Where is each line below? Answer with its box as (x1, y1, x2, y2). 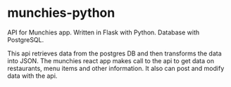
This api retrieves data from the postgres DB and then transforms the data (7, 49, 222, 58)
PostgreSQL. (7, 35, 44, 43)
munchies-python (7, 5, 115, 21)
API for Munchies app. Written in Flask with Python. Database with (7, 28, 200, 36)
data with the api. (7, 72, 58, 80)
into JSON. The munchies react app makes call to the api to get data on (7, 56, 215, 65)
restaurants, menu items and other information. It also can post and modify (7, 64, 225, 72)
